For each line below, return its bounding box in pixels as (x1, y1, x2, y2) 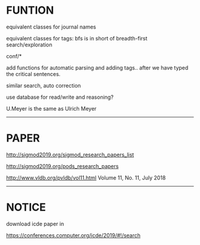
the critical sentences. (6, 70, 61, 77)
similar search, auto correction (6, 81, 82, 89)
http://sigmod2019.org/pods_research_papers (6, 162, 119, 169)
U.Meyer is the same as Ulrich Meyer (6, 105, 97, 112)
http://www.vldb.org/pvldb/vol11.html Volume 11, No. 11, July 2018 (6, 174, 166, 181)
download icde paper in (6, 220, 64, 227)
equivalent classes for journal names (6, 23, 96, 30)
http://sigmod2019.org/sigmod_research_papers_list (6, 151, 135, 158)
